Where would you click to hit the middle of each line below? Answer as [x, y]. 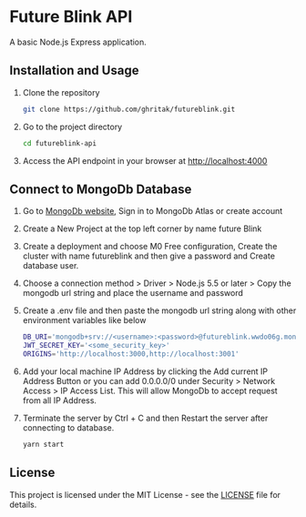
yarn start [43, 444]
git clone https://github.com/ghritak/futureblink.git [129, 109]
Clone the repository [61, 92]
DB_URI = [37, 337]
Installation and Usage [74, 71]
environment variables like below [84, 320]
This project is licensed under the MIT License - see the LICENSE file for [145, 494]
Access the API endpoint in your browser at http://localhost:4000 [145, 160]
